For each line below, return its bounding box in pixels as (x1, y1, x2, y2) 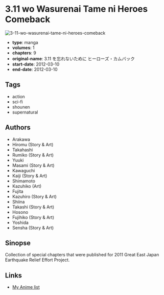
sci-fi (12, 99, 23, 105)
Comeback (5, 14, 50, 25)
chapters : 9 (12, 50, 37, 56)
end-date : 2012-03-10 (12, 66, 58, 72)
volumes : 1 (12, 45, 35, 50)
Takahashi (12, 147, 33, 153)
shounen (12, 104, 30, 110)
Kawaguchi (12, 167, 35, 173)
